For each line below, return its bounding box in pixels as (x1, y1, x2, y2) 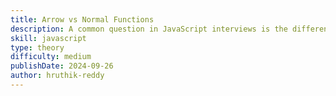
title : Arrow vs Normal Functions (10, 14, 155, 25)
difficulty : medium (10, 52, 92, 62)
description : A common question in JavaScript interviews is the (10, 24, 288, 34)
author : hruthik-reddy (10, 71, 105, 81)
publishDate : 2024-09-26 (10, 61, 114, 71)
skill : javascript (10, 33, 87, 43)
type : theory (10, 42, 65, 53)
